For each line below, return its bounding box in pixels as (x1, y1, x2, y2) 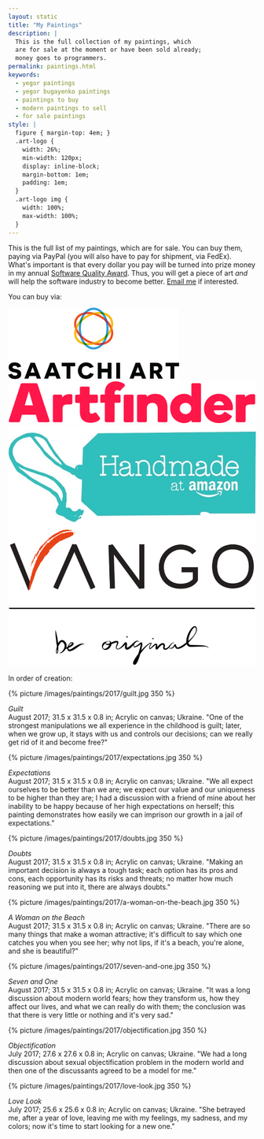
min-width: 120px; (22, 154, 82, 161)
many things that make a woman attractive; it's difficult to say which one (8, 929, 242, 939)
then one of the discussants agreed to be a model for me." (8, 1066, 197, 1075)
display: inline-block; (22, 162, 101, 170)
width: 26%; (22, 146, 61, 154)
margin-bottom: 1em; (22, 170, 90, 179)
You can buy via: (8, 291, 63, 301)
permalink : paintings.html (8, 63, 97, 71)
